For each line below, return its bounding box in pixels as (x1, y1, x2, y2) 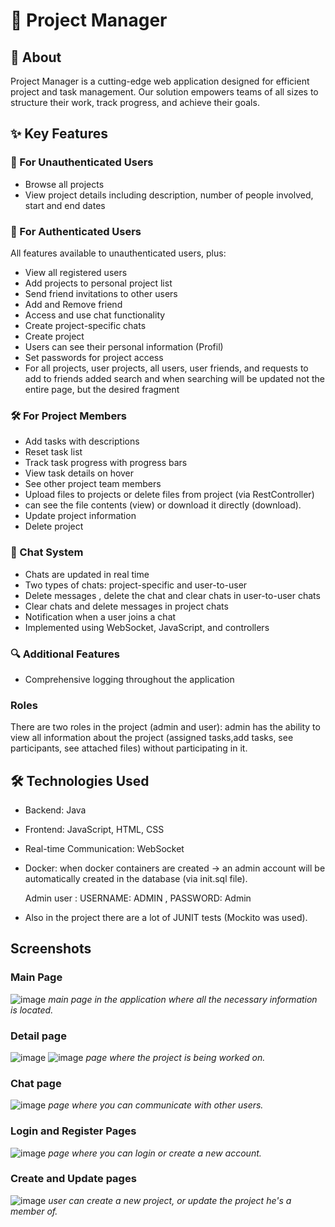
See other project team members (24, 478, 162, 490)
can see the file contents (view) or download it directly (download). (24, 499, 302, 511)
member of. (10, 1205, 58, 1217)
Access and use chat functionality (24, 309, 166, 321)
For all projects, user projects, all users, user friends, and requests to (24, 362, 309, 374)
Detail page (10, 1029, 67, 1043)
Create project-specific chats (24, 319, 147, 331)
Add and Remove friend (24, 298, 123, 310)
